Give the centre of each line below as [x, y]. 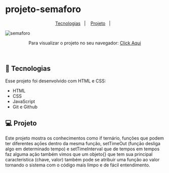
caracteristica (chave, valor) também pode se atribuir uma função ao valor [82, 159]
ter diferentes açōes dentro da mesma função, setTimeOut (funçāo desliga [83, 143]
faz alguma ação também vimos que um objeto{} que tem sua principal [79, 154]
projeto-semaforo [43, 9]
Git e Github [25, 107]
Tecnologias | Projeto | [83, 23]
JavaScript [24, 101]
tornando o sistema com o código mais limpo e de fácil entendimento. [78, 165]
